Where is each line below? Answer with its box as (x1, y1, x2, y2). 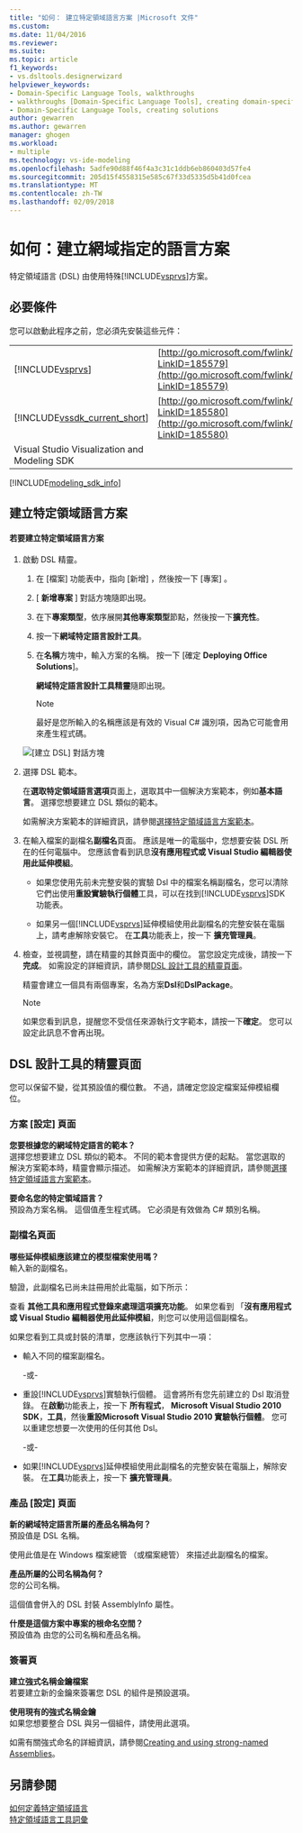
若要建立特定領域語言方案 (9, 533, 104, 543)
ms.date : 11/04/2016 (9, 30, 87, 39)
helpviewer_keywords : (9, 80, 91, 89)
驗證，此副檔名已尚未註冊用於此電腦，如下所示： (9, 1281, 191, 1292)
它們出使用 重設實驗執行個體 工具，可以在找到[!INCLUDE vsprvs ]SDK (35, 889, 286, 899)
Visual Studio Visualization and (13, 442, 144, 455)
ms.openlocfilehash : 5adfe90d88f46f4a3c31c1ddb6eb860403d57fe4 (9, 164, 252, 173)
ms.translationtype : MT (9, 181, 99, 190)
